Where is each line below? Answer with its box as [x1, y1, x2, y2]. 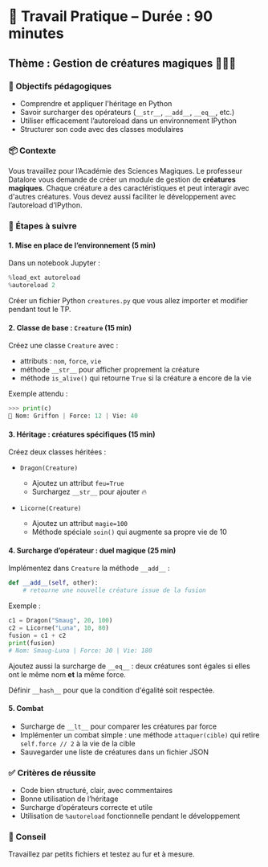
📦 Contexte [8, 145, 56, 156]
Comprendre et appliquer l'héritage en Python [19, 98, 173, 108]
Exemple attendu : [8, 389, 68, 399]
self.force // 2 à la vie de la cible [19, 738, 136, 748]
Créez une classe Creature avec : [8, 341, 119, 351]
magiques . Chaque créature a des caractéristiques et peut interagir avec [8, 183, 250, 193]
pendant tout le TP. [8, 305, 71, 314]
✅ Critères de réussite [8, 767, 96, 779]
